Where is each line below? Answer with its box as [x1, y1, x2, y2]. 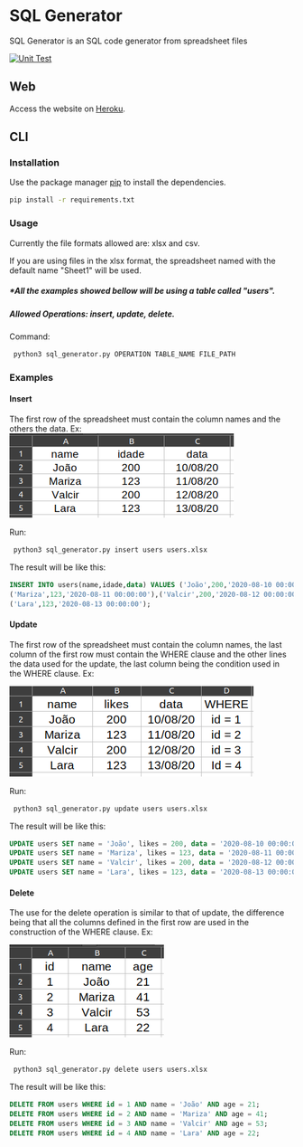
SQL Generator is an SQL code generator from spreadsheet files [9, 35, 248, 46]
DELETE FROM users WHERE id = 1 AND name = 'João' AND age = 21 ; [9, 1100, 261, 1109]
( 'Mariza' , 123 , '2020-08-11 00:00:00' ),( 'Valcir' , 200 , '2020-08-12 [9, 590, 260, 599]
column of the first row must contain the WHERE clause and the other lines [9, 649, 287, 659]
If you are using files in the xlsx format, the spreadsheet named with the [9, 255, 277, 266]
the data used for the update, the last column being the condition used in [9, 658, 280, 669]
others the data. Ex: [9, 422, 82, 434]
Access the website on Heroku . [9, 103, 126, 114]
